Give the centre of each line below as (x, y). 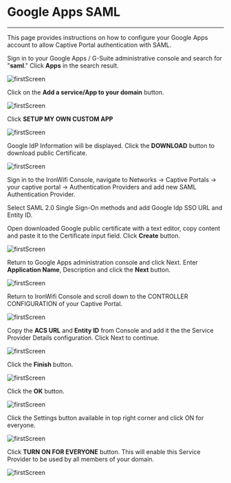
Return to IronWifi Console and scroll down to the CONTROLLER (98, 296)
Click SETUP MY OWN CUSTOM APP (60, 119)
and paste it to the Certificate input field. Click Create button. (94, 236)
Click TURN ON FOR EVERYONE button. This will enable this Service (104, 451)
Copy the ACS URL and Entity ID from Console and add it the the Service (111, 330)
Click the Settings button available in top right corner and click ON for (106, 418)
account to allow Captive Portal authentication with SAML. (89, 45)
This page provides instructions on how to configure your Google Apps (108, 37)
